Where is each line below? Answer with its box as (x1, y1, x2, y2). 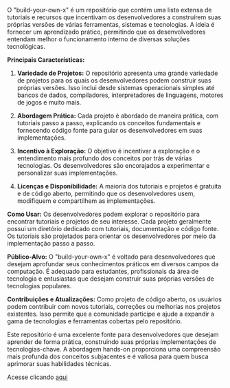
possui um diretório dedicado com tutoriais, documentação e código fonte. (7, 225, 219, 233)
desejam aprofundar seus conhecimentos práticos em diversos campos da (7, 260, 219, 268)
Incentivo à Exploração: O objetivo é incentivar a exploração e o (16, 147, 200, 155)
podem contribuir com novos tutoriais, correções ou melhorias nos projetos (7, 303, 221, 310)
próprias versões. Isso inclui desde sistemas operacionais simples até (16, 84, 215, 91)
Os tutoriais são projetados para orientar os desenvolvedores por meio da (7, 232, 216, 240)
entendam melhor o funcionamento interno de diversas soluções (7, 35, 190, 43)
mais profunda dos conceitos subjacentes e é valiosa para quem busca (7, 352, 209, 360)
